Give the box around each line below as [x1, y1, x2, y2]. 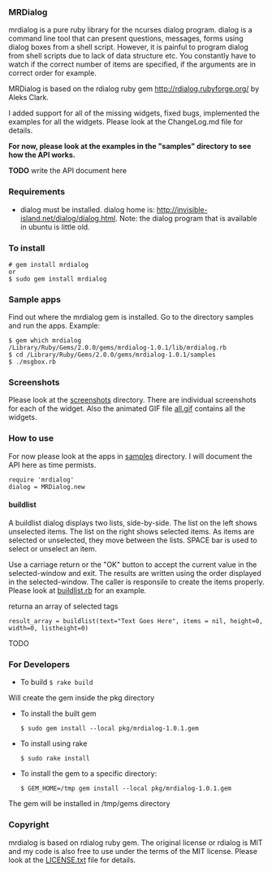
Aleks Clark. [8, 93, 49, 102]
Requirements [8, 186, 66, 198]
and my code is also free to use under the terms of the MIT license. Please [8, 846, 258, 856]
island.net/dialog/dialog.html [19, 213, 116, 223]
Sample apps [8, 294, 61, 305]
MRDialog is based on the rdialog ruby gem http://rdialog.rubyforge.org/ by [8, 84, 260, 94]
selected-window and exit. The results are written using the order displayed [8, 568, 261, 578]
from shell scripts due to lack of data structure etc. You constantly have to [8, 51, 257, 61]
